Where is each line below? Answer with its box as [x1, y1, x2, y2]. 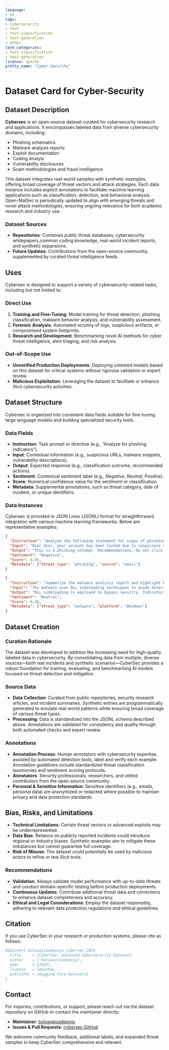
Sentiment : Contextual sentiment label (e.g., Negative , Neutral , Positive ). [12, 473, 164, 479]
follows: [5, 938, 22, 944]
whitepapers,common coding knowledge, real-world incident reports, [12, 238, 157, 244]
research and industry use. [5, 208, 61, 215]
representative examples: [5, 524, 58, 530]
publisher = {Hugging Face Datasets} [10, 971, 89, 977]
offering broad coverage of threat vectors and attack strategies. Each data [5, 181, 159, 187]
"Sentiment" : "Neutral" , [10, 594, 62, 600]
